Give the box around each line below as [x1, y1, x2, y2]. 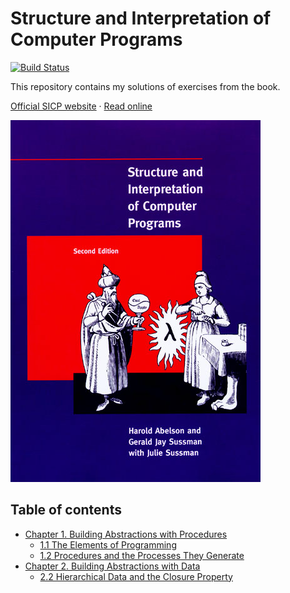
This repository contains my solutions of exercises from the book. [10, 80, 281, 92]
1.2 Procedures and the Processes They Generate [39, 549, 245, 561]
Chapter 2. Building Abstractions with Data [24, 560, 201, 572]
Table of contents [10, 502, 122, 519]
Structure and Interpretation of [10, 7, 272, 30]
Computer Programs [10, 28, 183, 51]
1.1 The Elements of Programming [39, 538, 177, 551]
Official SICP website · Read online [10, 100, 153, 112]
